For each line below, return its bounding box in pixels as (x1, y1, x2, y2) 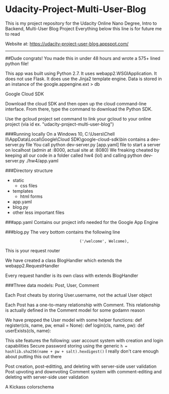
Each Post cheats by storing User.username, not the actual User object (5, 292, 152, 298)
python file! (5, 61, 29, 67)
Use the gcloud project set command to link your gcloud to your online (5, 116, 151, 122)
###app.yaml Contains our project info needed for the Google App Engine (5, 219, 158, 225)
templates (12, 188, 34, 194)
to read (5, 31, 20, 37)
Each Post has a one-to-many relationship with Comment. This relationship (5, 302, 160, 308)
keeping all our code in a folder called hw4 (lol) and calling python (5, 152, 142, 158)
